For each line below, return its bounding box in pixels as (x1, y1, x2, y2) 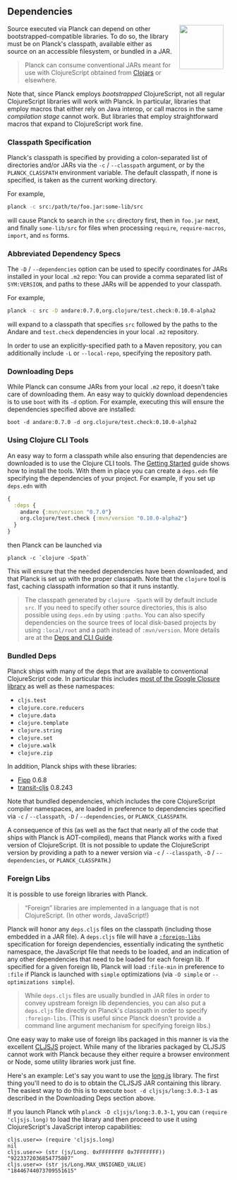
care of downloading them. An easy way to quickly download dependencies (7, 390, 228, 399)
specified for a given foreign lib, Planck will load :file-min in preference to (7, 962, 224, 970)
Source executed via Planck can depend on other (7, 24, 151, 33)
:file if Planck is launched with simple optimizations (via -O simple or (7, 970, 211, 978)
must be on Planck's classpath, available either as (7, 39, 152, 48)
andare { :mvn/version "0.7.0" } (20, 508, 112, 515)
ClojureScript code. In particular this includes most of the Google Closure (7, 675, 220, 683)
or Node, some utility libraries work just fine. (7, 1058, 136, 1066)
